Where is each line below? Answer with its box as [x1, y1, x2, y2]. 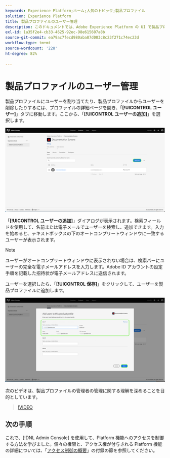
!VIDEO [17, 404, 33, 410]
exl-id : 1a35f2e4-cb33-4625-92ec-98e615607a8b [5, 29, 105, 35]
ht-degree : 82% [5, 51, 37, 56]
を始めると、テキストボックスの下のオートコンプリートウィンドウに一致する [5, 230, 164, 236]
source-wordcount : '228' [5, 46, 58, 51]
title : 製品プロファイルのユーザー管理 [5, 19, 78, 24]
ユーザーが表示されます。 [5, 237, 58, 243]
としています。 [9, 394, 40, 400]
